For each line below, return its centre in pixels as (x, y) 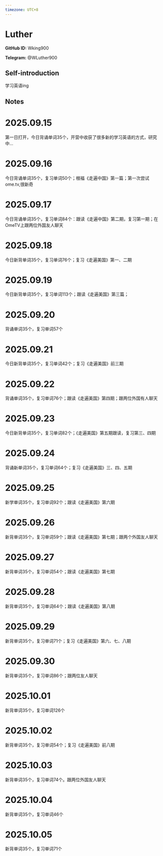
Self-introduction (32, 73)
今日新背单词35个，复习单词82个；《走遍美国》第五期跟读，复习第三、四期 (81, 433)
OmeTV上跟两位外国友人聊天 (34, 225)
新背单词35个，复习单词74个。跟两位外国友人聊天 (56, 779)
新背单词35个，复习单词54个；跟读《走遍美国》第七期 (60, 571)
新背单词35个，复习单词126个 (35, 710)
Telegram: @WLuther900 (31, 57)
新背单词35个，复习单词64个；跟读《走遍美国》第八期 (60, 606)
